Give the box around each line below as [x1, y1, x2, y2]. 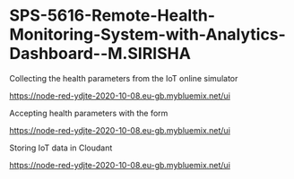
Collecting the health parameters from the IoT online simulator [9, 72, 238, 83]
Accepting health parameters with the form [9, 107, 169, 118]
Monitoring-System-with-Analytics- [9, 24, 287, 45]
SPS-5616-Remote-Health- [9, 5, 216, 26]
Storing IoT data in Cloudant [9, 142, 113, 153]
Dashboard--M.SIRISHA [9, 44, 191, 64]
